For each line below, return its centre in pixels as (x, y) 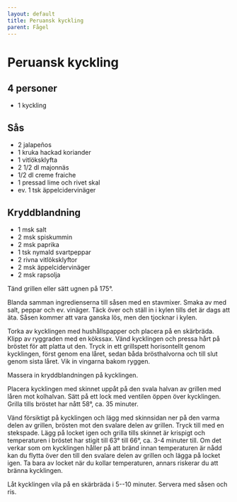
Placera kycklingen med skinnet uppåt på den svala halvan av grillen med (114, 389)
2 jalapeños (34, 145)
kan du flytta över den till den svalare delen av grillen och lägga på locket (114, 455)
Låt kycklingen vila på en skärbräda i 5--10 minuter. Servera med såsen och (117, 484)
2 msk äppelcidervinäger (54, 267)
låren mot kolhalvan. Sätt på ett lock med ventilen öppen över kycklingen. (114, 396)
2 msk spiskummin (45, 237)
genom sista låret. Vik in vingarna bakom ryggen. (79, 361)
